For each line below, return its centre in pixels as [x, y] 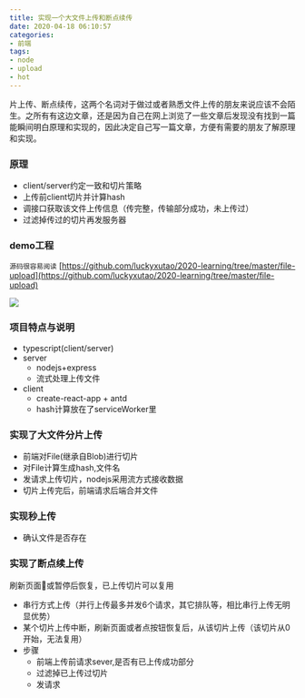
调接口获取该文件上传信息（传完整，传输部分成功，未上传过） [138, 208]
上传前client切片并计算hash [74, 197]
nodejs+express [66, 367]
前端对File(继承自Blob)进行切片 [80, 456]
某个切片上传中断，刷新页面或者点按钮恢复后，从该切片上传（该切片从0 [156, 627]
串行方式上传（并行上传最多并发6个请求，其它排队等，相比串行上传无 [152, 604]
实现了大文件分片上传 [56, 435]
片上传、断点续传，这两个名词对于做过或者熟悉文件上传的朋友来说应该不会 [148, 104]
